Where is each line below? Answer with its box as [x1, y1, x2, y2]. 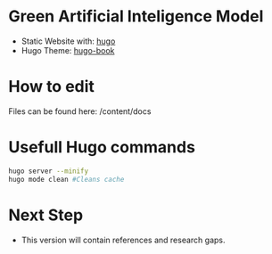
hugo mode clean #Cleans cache [8, 175, 125, 184]
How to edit [8, 77, 95, 97]
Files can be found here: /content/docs [8, 105, 152, 117]
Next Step [8, 205, 84, 225]
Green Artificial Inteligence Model [8, 6, 264, 27]
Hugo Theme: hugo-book [21, 45, 115, 55]
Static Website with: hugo [21, 36, 116, 46]
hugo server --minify [8, 167, 89, 176]
